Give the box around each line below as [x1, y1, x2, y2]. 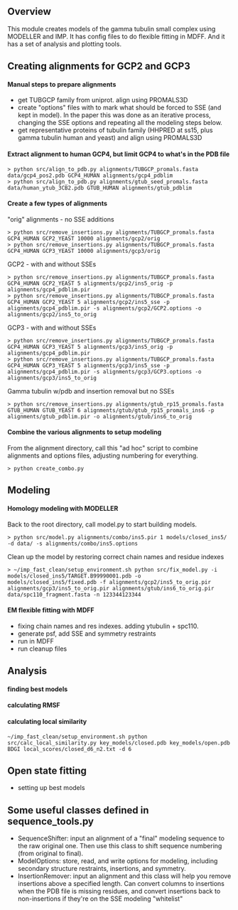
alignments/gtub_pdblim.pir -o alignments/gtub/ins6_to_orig [7, 413, 193, 420]
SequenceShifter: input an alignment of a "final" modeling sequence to [17, 834, 225, 843]
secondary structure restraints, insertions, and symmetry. [17, 865, 186, 873]
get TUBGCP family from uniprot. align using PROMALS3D [17, 96, 188, 104]
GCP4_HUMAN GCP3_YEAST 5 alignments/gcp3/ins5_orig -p [7, 343, 173, 350]
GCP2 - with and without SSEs [7, 259, 97, 269]
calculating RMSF [7, 701, 60, 710]
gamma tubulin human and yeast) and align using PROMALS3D [17, 134, 202, 142]
